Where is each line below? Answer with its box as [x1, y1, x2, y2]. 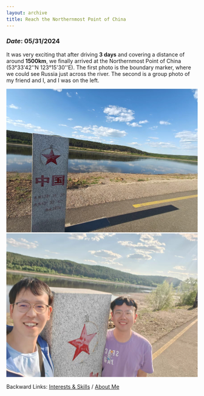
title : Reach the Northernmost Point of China [6, 16, 126, 22]
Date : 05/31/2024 [6, 37, 60, 46]
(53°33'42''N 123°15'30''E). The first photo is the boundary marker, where [6, 64, 191, 71]
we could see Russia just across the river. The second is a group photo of [6, 70, 190, 77]
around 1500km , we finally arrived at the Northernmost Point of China [6, 57, 182, 64]
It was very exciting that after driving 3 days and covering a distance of [6, 50, 185, 58]
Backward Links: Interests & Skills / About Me [6, 383, 120, 390]
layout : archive [6, 10, 47, 16]
